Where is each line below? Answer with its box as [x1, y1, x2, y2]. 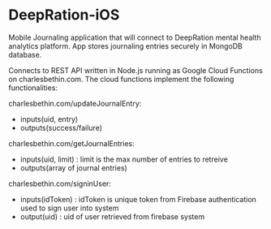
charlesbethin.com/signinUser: [8, 179, 112, 188]
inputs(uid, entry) [19, 114, 79, 123]
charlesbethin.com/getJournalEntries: [8, 138, 135, 148]
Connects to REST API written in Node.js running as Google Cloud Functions [8, 65, 264, 75]
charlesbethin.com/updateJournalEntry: [8, 98, 142, 108]
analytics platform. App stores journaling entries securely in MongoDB [8, 41, 243, 50]
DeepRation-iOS [8, 6, 120, 24]
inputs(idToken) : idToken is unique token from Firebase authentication [19, 194, 257, 204]
